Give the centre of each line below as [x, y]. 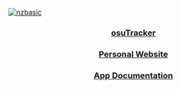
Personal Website [133, 54]
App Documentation [133, 75]
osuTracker [133, 33]
